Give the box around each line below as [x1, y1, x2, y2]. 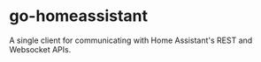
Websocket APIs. [9, 44, 72, 54]
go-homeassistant [9, 6, 149, 26]
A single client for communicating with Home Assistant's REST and [9, 35, 253, 45]
